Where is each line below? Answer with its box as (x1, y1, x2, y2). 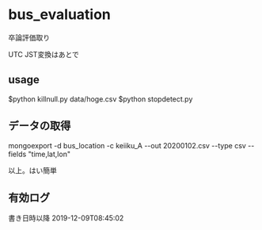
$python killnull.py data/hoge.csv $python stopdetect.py (8, 94, 193, 104)
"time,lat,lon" (28, 149, 71, 159)
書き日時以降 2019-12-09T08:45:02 (8, 213, 124, 223)
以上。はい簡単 (8, 165, 57, 175)
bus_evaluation (8, 6, 111, 24)
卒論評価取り (8, 33, 50, 42)
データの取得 (8, 119, 71, 132)
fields (8, 149, 27, 159)
